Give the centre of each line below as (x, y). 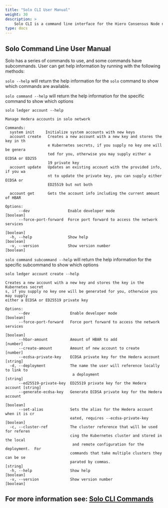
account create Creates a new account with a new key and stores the (86, 136)
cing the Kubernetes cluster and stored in (116, 436)
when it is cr (20, 414)
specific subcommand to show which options (52, 265)
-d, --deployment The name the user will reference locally (85, 366)
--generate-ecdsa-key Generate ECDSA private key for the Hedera (90, 392)
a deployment (86, 374)
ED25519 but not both (70, 185)
